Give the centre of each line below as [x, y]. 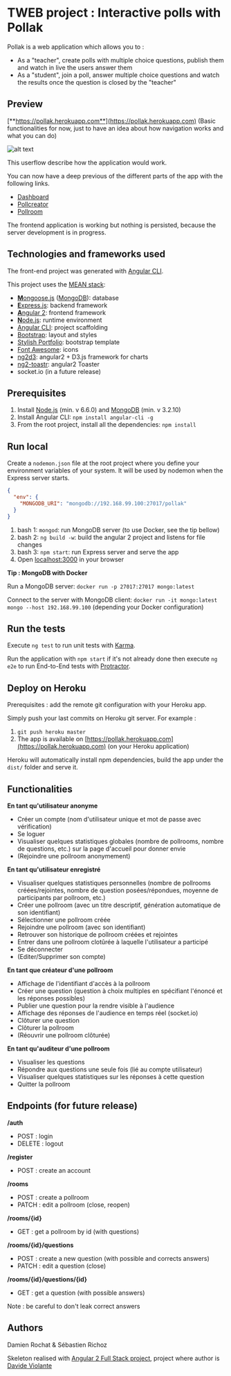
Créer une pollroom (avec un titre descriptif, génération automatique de [119, 905]
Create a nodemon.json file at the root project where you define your [103, 464]
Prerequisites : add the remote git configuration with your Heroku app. [107, 705]
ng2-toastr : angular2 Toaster [58, 364]
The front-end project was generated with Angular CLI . [85, 271]
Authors [25, 1328]
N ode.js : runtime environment [59, 320]
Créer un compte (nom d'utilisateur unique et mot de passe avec [109, 819]
